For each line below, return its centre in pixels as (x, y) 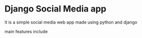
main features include (26, 31)
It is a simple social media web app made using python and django (71, 22)
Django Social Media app (55, 9)
